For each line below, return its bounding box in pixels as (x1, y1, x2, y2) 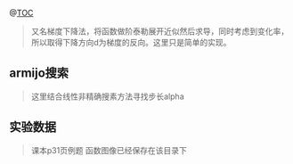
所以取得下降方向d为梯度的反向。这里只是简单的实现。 (30, 37, 232, 47)
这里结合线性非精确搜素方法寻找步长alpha (30, 91, 184, 102)
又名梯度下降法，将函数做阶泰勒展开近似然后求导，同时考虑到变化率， (30, 26, 289, 37)
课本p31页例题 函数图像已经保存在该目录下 (30, 144, 187, 155)
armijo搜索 (9, 66, 69, 81)
